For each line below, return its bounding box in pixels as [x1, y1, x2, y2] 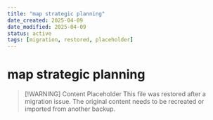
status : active [7, 29, 52, 37]
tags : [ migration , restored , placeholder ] [7, 36, 134, 44]
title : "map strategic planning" [7, 10, 105, 18]
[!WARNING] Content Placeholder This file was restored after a [24, 90, 206, 98]
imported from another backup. [24, 105, 116, 113]
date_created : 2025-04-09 [7, 17, 83, 24]
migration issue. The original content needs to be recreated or [24, 98, 205, 106]
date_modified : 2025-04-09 [7, 23, 86, 30]
